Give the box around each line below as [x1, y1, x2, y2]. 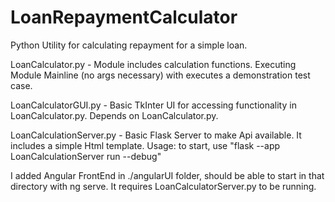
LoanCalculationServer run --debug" [10, 150, 162, 162]
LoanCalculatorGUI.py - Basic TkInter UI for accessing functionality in [10, 99, 297, 111]
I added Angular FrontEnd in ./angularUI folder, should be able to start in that [10, 169, 325, 181]
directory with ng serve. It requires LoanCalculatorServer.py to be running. [10, 180, 317, 192]
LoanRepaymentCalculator [10, 6, 238, 29]
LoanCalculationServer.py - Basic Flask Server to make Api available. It [10, 129, 302, 141]
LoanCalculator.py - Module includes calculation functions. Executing [10, 58, 297, 70]
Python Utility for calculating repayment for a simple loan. [10, 39, 248, 51]
